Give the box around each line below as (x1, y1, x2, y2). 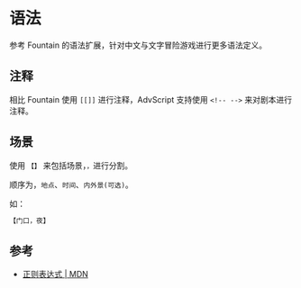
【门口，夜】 (9, 216, 50, 225)
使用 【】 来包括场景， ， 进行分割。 (9, 159, 133, 171)
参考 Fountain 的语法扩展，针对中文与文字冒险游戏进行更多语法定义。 (9, 40, 268, 50)
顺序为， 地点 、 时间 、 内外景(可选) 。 (9, 179, 133, 190)
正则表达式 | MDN (22, 269, 88, 280)
